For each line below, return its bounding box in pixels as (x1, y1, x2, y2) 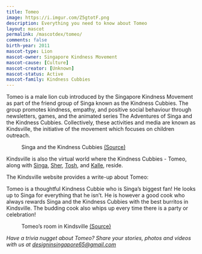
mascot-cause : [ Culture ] (6, 59, 69, 65)
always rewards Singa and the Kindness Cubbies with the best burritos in (6, 198, 189, 206)
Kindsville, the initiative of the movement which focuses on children (6, 125, 175, 133)
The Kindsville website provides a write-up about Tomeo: (6, 173, 149, 181)
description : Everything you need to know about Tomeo (6, 20, 148, 26)
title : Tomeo (6, 8, 39, 15)
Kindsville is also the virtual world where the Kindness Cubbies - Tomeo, (6, 155, 187, 162)
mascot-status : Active (6, 71, 64, 77)
